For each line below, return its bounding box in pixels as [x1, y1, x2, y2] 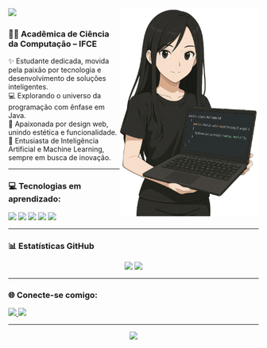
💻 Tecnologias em [8, 181, 82, 192]
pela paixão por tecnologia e [8, 65, 102, 75]
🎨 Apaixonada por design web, [8, 119, 109, 129]
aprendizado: [8, 193, 61, 205]
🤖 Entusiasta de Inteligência [8, 136, 99, 146]
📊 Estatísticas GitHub [8, 240, 95, 251]
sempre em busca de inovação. [8, 153, 111, 163]
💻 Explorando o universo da [8, 91, 102, 101]
